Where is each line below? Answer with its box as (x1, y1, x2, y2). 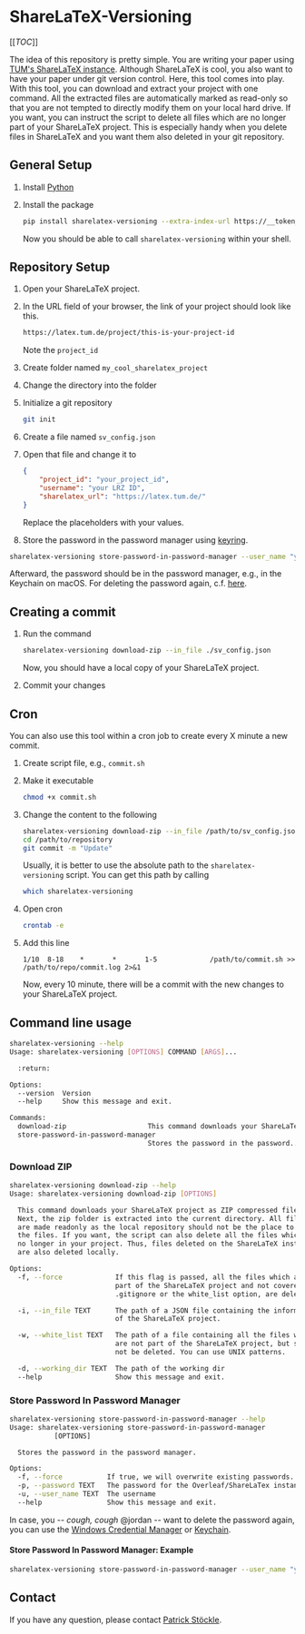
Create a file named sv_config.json (22, 431, 156, 442)
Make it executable (22, 774, 93, 786)
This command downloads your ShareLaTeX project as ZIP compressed (17, 1206, 279, 1215)
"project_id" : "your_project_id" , (39, 475, 170, 485)
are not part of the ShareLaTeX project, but (114, 1339, 290, 1349)
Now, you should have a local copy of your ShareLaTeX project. (22, 663, 260, 674)
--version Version (17, 1088, 92, 1098)
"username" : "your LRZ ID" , (39, 483, 145, 492)
